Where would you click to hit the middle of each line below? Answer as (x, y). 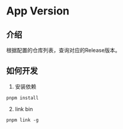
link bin (24, 109)
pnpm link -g (22, 120)
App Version (38, 11)
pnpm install (22, 98)
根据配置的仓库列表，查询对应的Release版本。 (64, 50)
